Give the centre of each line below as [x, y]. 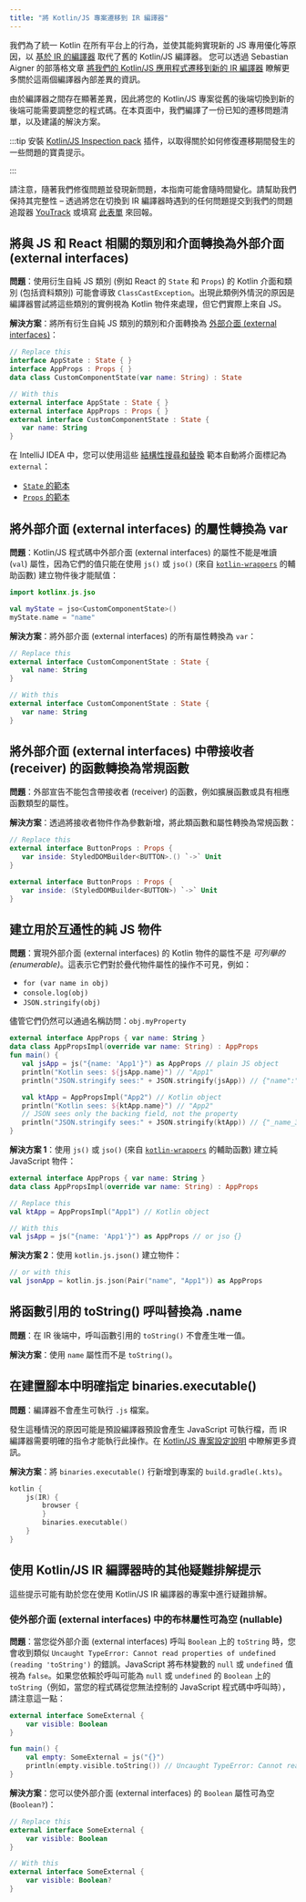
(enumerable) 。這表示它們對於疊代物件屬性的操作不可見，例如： [131, 965]
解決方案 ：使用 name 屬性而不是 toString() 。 [93, 1354]
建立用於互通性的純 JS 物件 [86, 930]
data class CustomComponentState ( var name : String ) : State [126, 378]
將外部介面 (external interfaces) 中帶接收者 [132, 752]
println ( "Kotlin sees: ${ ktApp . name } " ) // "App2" [117, 1106]
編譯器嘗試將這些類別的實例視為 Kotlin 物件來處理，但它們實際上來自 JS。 [148, 304]
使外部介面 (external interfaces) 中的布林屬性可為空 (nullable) [146, 1619]
